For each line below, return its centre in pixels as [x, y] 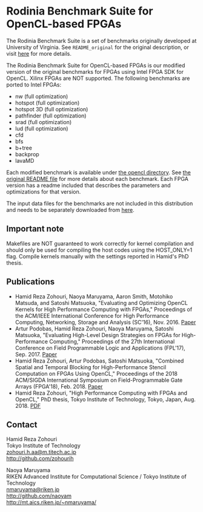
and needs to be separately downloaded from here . [70, 209]
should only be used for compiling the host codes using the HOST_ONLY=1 [99, 250]
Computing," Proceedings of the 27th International [112, 341]
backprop [27, 154]
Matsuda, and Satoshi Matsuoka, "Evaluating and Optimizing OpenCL [101, 303]
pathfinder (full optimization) [51, 116]
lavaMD [25, 160]
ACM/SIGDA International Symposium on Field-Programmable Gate [99, 380]
